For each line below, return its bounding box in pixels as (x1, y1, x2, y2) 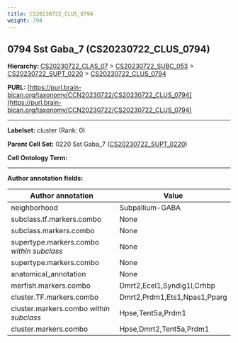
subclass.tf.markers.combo (11, 214, 101, 224)
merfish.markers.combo (11, 281, 91, 291)
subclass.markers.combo (11, 226, 95, 236)
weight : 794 (7, 17, 42, 24)
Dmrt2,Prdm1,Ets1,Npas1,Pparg (119, 292, 227, 302)
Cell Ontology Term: (7, 154, 68, 162)
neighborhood (11, 203, 59, 213)
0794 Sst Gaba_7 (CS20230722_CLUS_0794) (7, 43, 210, 55)
